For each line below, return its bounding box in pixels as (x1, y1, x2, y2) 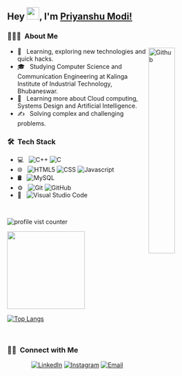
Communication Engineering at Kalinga (17, 72, 128, 80)
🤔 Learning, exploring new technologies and (17, 47, 146, 55)
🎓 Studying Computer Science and (17, 62, 123, 70)
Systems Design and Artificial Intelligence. (17, 101, 138, 110)
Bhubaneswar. (17, 87, 59, 95)
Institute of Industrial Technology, (17, 79, 112, 88)
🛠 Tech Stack (7, 137, 57, 146)
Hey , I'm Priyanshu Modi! (7, 11, 132, 23)
